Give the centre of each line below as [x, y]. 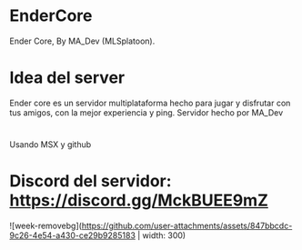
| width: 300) [162, 235]
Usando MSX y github [50, 145]
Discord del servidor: [91, 181]
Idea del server [67, 78]
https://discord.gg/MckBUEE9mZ [139, 200]
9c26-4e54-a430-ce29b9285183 [73, 235]
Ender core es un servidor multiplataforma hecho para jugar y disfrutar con [150, 103]
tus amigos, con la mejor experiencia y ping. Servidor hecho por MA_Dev [146, 112]
